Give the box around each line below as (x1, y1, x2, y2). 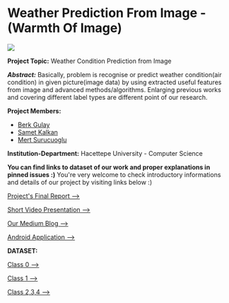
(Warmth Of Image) (7, 20, 122, 36)
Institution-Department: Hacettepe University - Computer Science (7, 149, 203, 157)
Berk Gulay (17, 120, 50, 129)
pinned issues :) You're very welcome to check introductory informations (7, 170, 221, 178)
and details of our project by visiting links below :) (7, 178, 153, 186)
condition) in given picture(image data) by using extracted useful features (7, 78, 222, 86)
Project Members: (7, 106, 61, 115)
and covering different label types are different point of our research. (7, 93, 208, 101)
